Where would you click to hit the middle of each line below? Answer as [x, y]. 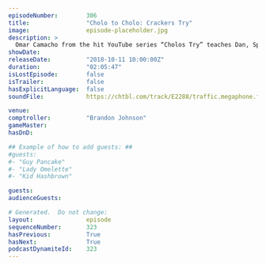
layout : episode [60, 220]
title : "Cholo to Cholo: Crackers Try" [101, 23]
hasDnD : [21, 133]
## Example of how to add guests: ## [70, 147]
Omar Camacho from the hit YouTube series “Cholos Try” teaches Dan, [132, 45]
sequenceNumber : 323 [53, 227]
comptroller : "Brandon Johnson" [78, 118]
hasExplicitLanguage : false [56, 89]
